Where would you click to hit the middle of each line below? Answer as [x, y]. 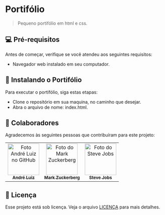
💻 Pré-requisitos [32, 40]
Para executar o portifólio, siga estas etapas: [52, 92]
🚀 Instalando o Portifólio [44, 80]
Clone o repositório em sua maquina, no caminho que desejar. [77, 102]
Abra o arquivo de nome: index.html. [50, 107]
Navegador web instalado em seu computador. [61, 64]
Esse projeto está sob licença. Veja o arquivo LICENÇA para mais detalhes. [83, 207]
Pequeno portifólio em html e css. [52, 23]
